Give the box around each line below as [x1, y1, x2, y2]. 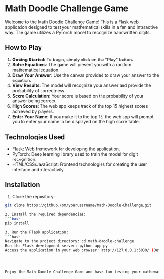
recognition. [12, 156, 37, 162]
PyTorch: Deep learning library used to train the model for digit [12, 151, 138, 157]
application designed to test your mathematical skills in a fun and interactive [5, 24, 158, 30]
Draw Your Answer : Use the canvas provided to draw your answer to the [12, 72, 159, 78]
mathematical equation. [12, 67, 60, 73]
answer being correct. [12, 98, 57, 104]
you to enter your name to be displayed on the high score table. [12, 119, 140, 124]
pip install [5, 221, 29, 226]
